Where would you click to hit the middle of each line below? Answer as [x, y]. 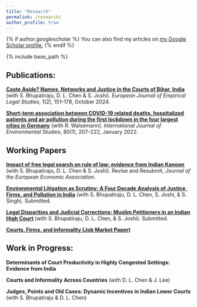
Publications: [31, 75]
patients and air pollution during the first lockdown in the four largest [92, 119]
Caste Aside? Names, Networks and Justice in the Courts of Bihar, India [96, 89]
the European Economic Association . [51, 177]
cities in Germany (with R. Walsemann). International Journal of [84, 126]
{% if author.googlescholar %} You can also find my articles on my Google [96, 39]
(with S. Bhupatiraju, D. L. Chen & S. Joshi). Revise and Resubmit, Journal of [98, 171]
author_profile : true [33, 22]
